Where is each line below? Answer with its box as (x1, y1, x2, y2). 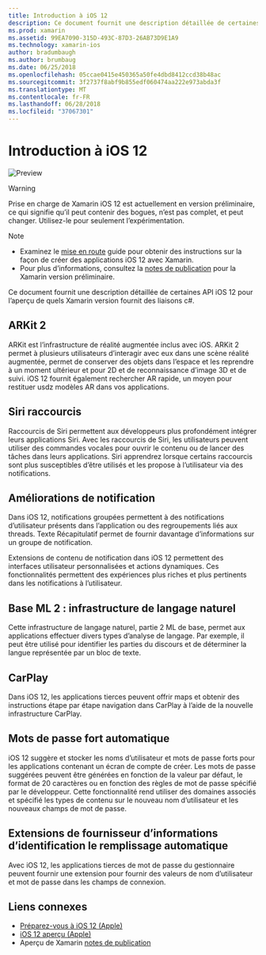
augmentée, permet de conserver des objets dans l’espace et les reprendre (8, 357, 255, 366)
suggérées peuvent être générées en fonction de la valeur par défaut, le (8, 770, 243, 779)
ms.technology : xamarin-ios (8, 41, 101, 49)
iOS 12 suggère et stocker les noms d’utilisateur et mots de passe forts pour (8, 752, 256, 763)
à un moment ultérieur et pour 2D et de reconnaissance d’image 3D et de (8, 365, 247, 374)
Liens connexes (8, 900, 88, 914)
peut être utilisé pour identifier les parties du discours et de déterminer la (8, 640, 247, 649)
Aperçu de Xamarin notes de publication (19, 938, 151, 948)
